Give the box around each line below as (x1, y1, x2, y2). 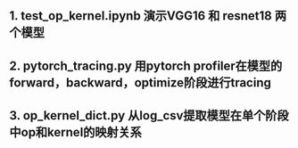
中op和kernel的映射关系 (9, 125, 143, 140)
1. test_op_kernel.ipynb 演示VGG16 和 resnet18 (9, 8, 272, 24)
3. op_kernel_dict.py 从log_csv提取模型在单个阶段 (9, 108, 289, 123)
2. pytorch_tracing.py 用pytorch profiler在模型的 (9, 58, 283, 73)
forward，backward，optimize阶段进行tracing (9, 75, 272, 90)
